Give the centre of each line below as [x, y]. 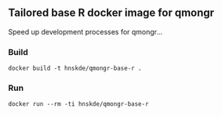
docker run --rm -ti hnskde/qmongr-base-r [78, 104]
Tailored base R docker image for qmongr [111, 13]
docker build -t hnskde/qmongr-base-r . [75, 69]
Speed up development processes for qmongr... [86, 31]
